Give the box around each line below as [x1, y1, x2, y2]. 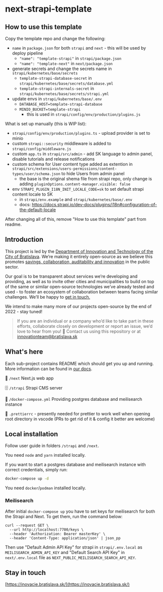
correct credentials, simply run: [5, 467, 68, 473]
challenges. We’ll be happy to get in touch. [5, 294, 91, 300]
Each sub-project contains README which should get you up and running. [5, 360, 154, 366]
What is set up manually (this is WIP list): [5, 121, 87, 126]
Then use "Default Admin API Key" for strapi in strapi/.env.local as [5, 544, 143, 550]
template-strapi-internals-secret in [19, 86, 94, 91]
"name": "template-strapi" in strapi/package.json [19, 55, 122, 61]
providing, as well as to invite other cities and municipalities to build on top [5, 278, 154, 284]
